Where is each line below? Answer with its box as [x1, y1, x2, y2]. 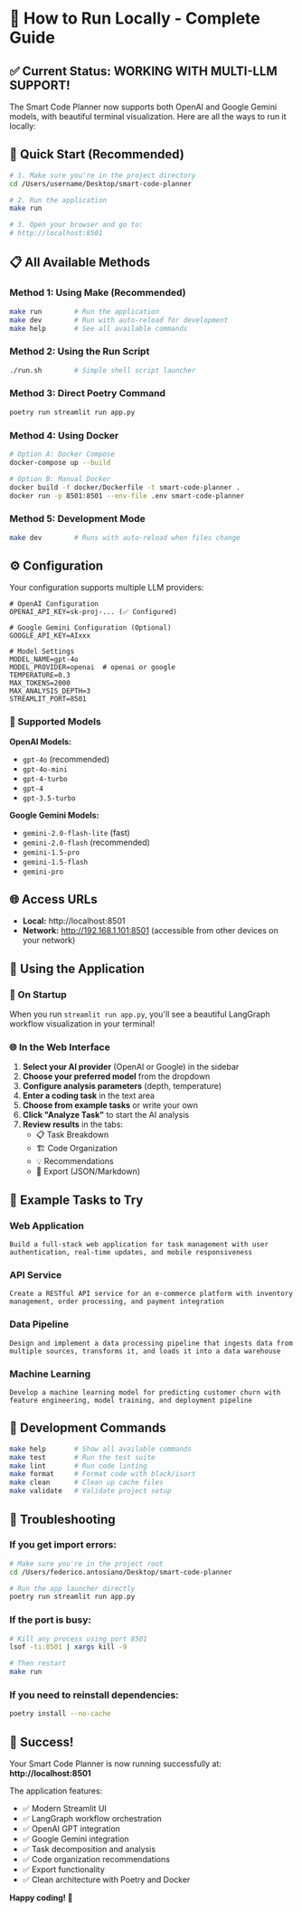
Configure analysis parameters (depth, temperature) [22, 1081, 222, 1092]
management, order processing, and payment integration [9, 1297, 224, 1306]
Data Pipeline [9, 1318, 70, 1330]
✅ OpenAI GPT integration [22, 1823, 120, 1834]
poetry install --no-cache [9, 1709, 111, 1718]
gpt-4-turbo [22, 774, 68, 783]
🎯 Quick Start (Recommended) [9, 147, 185, 162]
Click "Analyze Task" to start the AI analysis [22, 1110, 190, 1121]
